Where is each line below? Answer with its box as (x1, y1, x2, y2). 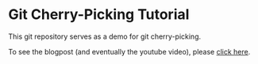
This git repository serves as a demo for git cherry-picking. (8, 32, 202, 41)
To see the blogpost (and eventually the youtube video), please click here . (8, 47, 251, 56)
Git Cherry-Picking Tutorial (8, 6, 190, 24)
